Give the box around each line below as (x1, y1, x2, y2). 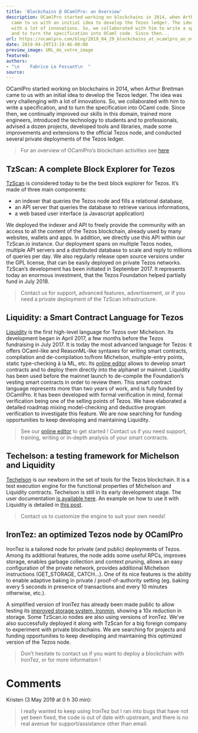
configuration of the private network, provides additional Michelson (6, 564, 170, 571)
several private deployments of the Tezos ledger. (6, 135, 125, 142)
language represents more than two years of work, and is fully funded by (6, 385, 183, 392)
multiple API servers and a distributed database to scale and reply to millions (6, 246, 192, 254)
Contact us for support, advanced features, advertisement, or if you (20, 289, 186, 297)
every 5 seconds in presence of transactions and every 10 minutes (6, 583, 168, 590)
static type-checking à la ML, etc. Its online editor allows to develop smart (6, 360, 186, 367)
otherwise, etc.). (6, 589, 46, 597)
